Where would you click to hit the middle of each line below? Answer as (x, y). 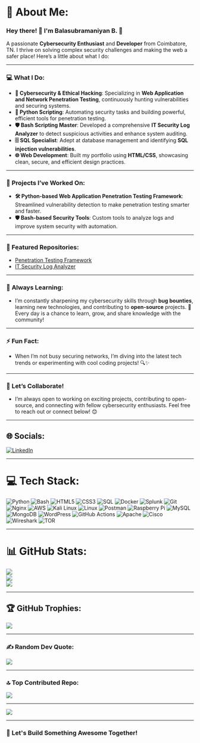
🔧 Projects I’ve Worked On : (46, 183)
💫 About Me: (37, 12)
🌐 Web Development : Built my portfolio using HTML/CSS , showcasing (101, 155)
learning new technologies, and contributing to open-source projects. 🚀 (103, 307)
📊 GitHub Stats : (47, 552)
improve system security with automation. (66, 226)
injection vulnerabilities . (45, 149)
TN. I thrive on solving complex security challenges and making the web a (97, 50)
